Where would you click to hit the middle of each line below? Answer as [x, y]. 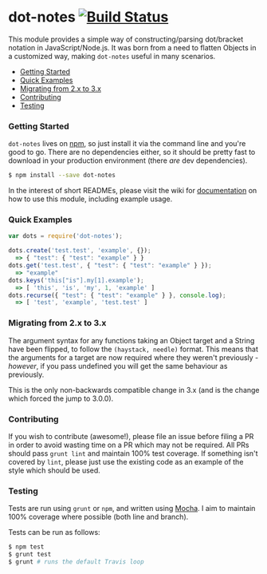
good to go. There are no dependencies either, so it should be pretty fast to [132, 152]
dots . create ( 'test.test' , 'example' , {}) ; [80, 251]
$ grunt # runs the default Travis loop [77, 562]
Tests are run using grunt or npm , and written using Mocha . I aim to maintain [132, 509]
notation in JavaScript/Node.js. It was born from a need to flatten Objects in [132, 47]
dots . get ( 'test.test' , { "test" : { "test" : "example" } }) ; [110, 266]
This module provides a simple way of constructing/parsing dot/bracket [126, 39]
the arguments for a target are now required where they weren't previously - [133, 357]
